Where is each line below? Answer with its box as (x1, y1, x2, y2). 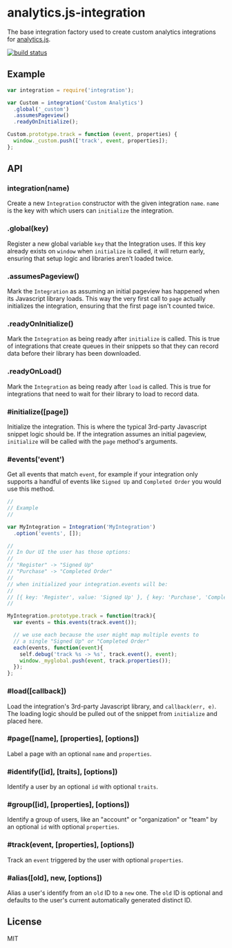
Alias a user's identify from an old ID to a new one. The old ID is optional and (7, 889, 223, 897)
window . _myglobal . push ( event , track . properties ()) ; (19, 657, 171, 664)
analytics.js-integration (7, 5, 146, 21)
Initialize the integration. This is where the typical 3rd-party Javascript (7, 423, 207, 431)
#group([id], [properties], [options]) (7, 800, 130, 809)
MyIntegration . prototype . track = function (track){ (7, 612, 156, 619)
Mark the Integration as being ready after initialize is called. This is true (7, 335, 220, 343)
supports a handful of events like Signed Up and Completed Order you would (7, 478, 222, 486)
